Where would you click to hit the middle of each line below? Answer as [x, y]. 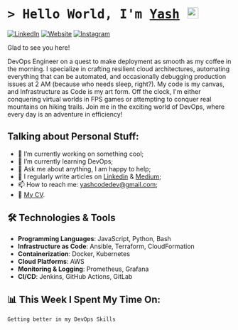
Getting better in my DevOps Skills [61, 319]
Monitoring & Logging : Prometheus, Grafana [83, 269]
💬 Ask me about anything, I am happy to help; [84, 169]
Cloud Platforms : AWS [51, 261]
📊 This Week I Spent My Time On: [84, 299]
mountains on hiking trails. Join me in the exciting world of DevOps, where [116, 107]
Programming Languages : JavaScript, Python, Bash [94, 238]
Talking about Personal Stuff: [74, 137]
